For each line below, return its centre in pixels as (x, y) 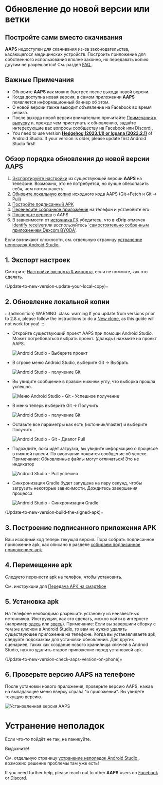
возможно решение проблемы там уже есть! (52, 763)
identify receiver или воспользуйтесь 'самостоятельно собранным (81, 225)
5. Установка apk (32, 602)
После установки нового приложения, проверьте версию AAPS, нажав (79, 686)
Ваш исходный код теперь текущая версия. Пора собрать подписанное (80, 540)
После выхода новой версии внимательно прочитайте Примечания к (84, 118)
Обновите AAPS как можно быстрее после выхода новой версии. (81, 92)
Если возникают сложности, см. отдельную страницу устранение (74, 240)
